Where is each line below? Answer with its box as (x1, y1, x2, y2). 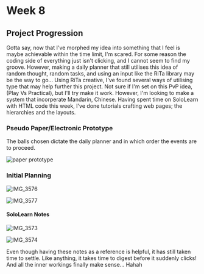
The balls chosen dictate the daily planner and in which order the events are (6, 138, 197, 145)
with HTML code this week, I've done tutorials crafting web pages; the (6, 102, 183, 110)
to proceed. (6, 144, 35, 152)
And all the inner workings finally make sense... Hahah (6, 261, 142, 268)
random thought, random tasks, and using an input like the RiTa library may (6, 70, 195, 77)
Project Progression (6, 28, 83, 38)
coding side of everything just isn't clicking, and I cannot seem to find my (6, 57, 191, 64)
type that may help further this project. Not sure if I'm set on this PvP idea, (6, 83, 193, 90)
